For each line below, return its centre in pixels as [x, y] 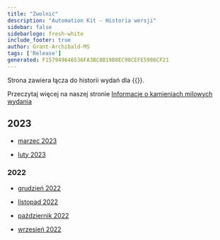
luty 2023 [31, 154]
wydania [20, 101]
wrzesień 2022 [39, 229]
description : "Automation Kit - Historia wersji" [82, 21]
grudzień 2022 [39, 188]
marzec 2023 [37, 141]
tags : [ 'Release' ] [34, 54]
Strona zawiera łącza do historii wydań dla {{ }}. [76, 80]
